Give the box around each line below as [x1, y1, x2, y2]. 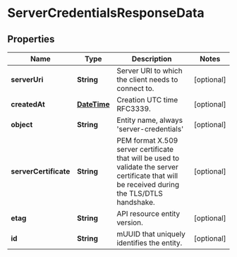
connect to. [116, 83, 154, 93]
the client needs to [116, 75, 178, 84]
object [11, 120, 33, 129]
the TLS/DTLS [116, 189, 164, 198]
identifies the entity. [116, 238, 183, 248]
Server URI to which [116, 66, 183, 76]
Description [131, 54, 172, 64]
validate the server [116, 162, 178, 172]
